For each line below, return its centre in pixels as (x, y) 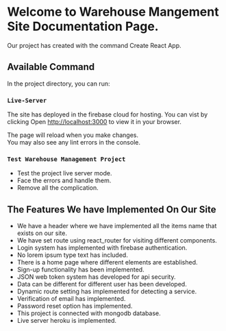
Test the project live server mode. (64, 173)
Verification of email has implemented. (71, 299)
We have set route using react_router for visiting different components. (117, 241)
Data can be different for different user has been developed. (102, 284)
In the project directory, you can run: (59, 84)
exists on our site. (42, 233)
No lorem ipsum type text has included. (72, 255)
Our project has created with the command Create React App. (94, 45)
